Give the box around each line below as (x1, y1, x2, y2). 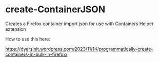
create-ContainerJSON (5, 4, 106, 15)
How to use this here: (5, 36, 50, 42)
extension (5, 26, 27, 32)
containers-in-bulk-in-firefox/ (5, 51, 68, 57)
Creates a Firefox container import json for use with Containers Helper (5, 20, 154, 27)
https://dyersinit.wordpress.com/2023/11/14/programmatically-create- (5, 46, 153, 52)
